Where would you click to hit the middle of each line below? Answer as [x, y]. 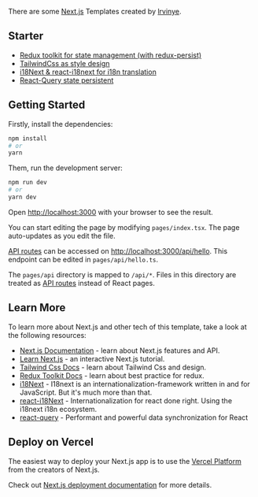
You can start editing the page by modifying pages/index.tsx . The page [124, 227]
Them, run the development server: [66, 168]
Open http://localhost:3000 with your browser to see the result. [111, 212]
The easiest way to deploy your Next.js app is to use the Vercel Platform [125, 461]
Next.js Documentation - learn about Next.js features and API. [120, 350]
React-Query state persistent [66, 80]
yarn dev [22, 197]
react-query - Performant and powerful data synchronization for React [134, 417]
